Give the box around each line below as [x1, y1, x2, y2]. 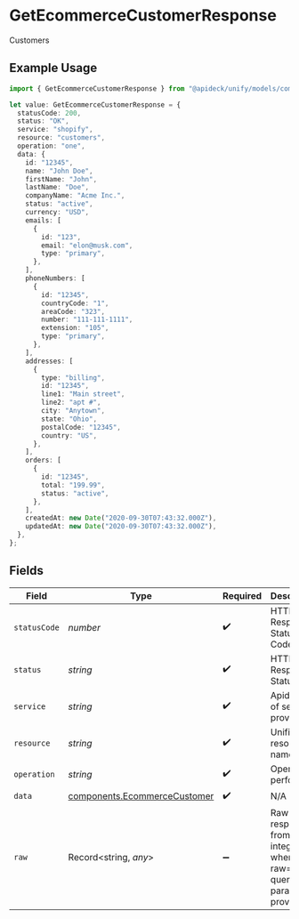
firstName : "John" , [25, 174, 98, 183]
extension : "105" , [41, 324, 109, 333]
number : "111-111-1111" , [41, 315, 133, 325]
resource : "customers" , [17, 133, 105, 142]
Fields [9, 563, 44, 578]
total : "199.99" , [41, 480, 105, 489]
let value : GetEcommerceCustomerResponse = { [9, 100, 181, 109]
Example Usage [9, 60, 98, 76]
